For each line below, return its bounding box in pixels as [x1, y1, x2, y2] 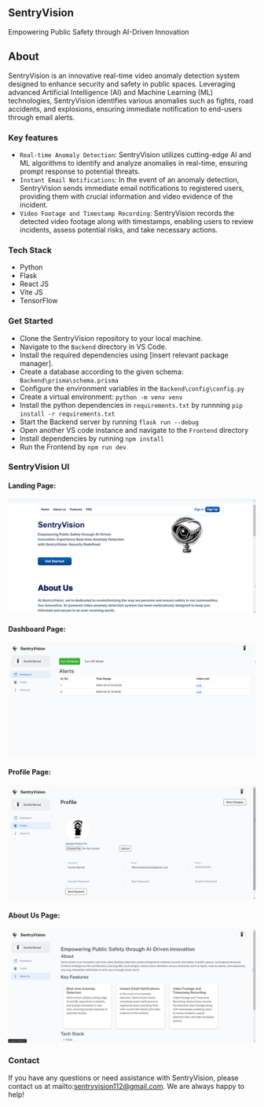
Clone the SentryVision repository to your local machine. [19, 333, 203, 343]
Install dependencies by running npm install [19, 434, 165, 443]
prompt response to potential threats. [19, 167, 141, 176]
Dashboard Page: [8, 624, 66, 633]
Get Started [8, 316, 53, 327]
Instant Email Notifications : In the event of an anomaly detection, [19, 174, 240, 184]
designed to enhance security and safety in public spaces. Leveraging [8, 79, 236, 89]
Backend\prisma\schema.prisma [19, 376, 119, 384]
